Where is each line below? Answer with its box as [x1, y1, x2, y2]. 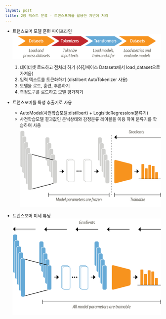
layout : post [5, 8, 32, 13]
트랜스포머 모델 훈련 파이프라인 [12, 28, 72, 34]
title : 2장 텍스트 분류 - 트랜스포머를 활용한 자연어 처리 [5, 13, 109, 18]
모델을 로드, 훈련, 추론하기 [19, 82, 70, 88]
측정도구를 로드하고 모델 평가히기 [19, 89, 83, 95]
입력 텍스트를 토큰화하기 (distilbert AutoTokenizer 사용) [19, 77, 128, 82]
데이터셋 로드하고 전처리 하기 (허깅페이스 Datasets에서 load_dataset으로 [19, 64, 161, 70]
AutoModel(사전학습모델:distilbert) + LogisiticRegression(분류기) [19, 110, 149, 116]
